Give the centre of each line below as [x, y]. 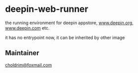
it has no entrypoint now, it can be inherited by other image [65, 37]
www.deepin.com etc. [27, 28]
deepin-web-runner [47, 9]
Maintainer [22, 53]
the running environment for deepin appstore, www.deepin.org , [69, 23]
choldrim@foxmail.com [29, 65]
